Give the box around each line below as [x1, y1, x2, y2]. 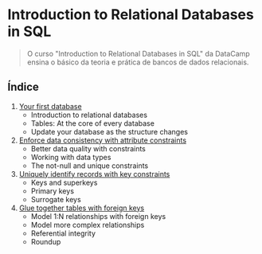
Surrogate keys [30, 194, 81, 204]
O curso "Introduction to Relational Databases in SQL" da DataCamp [26, 49, 250, 58]
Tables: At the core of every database [30, 118, 154, 128]
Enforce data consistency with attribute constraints [18, 135, 187, 145]
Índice [7, 80, 39, 94]
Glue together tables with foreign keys [18, 203, 145, 213]
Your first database [18, 101, 82, 111]
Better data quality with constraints [30, 143, 147, 153]
